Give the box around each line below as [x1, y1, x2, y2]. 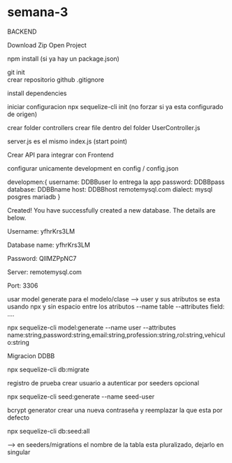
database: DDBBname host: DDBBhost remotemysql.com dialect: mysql [7, 185, 213, 193]
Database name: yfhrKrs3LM [7, 241, 91, 249]
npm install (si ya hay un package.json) [7, 54, 120, 63]
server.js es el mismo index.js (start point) [7, 137, 128, 145]
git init [7, 68, 26, 76]
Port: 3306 [7, 281, 38, 290]
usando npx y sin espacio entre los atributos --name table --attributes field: [7, 302, 225, 311]
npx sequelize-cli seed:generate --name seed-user [7, 392, 155, 401]
